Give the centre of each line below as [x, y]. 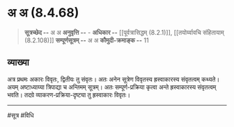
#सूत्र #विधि [21, 115]
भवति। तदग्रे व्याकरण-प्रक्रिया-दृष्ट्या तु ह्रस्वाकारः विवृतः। [69, 94]
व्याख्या [18, 63]
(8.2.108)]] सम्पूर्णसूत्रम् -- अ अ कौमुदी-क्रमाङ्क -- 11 [86, 40]
